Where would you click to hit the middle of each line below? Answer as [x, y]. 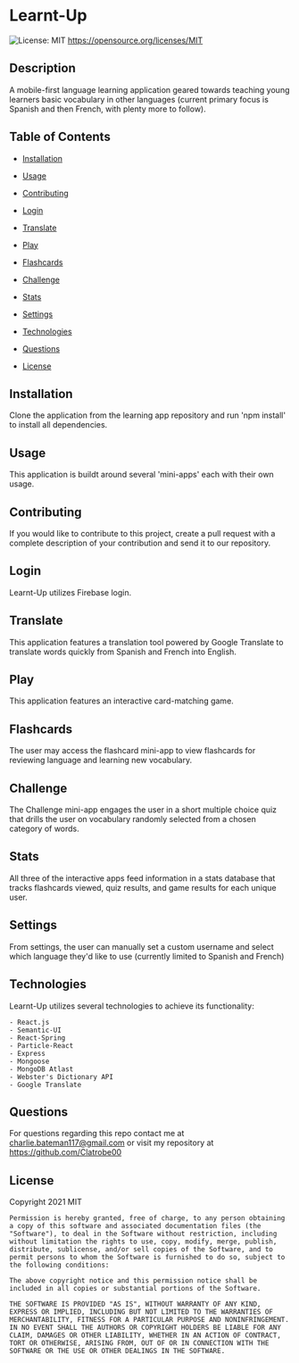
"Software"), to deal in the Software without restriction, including [143, 1234]
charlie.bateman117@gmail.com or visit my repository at [112, 1143]
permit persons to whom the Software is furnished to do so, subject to [147, 1258]
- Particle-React [42, 1045]
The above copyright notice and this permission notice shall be [133, 1281]
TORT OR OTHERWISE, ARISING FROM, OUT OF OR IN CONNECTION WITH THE [139, 1343]
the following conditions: [59, 1265]
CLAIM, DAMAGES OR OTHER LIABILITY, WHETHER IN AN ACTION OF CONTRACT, [145, 1335]
